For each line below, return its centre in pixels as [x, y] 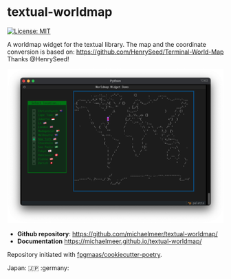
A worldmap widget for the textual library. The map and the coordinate [107, 44]
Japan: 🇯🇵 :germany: [38, 268]
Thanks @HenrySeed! [38, 59]
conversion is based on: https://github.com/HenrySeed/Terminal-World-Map [115, 52]
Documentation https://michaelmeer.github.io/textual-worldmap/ [109, 241]
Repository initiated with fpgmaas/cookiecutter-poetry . [85, 255]
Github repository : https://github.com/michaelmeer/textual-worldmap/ [117, 234]
